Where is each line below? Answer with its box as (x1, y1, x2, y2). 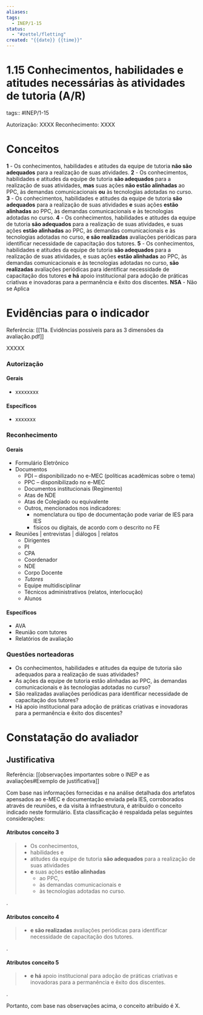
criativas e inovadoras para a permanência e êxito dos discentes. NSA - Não (6, 278, 198, 285)
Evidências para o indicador (6, 306, 150, 320)
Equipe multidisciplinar (24, 582, 81, 589)
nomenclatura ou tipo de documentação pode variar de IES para (33, 511, 194, 518)
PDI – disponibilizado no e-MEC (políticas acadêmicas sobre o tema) (24, 472, 196, 480)
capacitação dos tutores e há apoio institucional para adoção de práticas (6, 272, 188, 279)
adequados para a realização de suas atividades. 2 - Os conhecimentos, (6, 168, 188, 176)
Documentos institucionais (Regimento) (24, 485, 123, 493)
